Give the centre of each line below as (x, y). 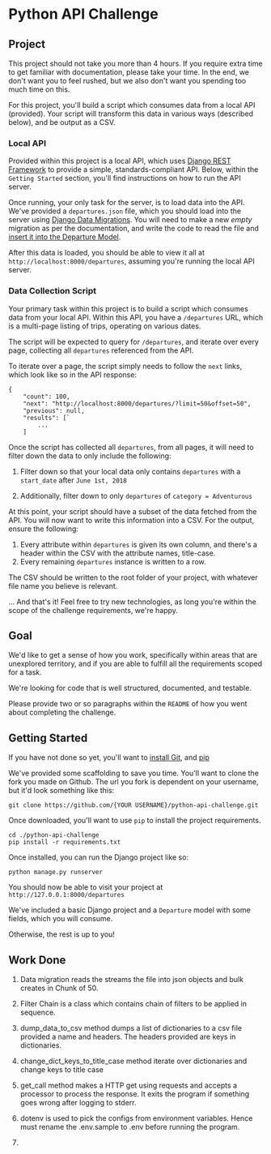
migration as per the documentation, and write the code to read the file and (133, 229)
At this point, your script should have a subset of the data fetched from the (133, 511)
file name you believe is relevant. (63, 586)
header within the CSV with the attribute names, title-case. (118, 553)
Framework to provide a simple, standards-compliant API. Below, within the (133, 169)
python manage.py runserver (56, 873)
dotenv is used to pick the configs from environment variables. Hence (136, 1118)
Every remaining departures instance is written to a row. (113, 561)
